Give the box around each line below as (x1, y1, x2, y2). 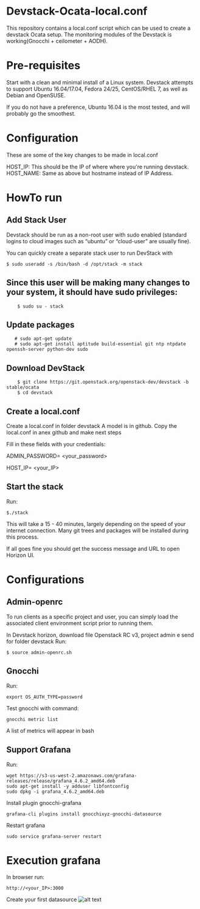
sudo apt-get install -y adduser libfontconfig (6, 783, 129, 789)
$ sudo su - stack (17, 303, 64, 309)
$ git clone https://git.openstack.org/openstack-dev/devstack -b (17, 379, 189, 385)
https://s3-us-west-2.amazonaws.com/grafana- (19, 772, 137, 779)
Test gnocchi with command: (6, 704, 79, 712)
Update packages (6, 320, 75, 330)
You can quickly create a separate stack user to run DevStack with (6, 249, 173, 257)
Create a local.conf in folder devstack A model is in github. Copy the (6, 423, 178, 430)
